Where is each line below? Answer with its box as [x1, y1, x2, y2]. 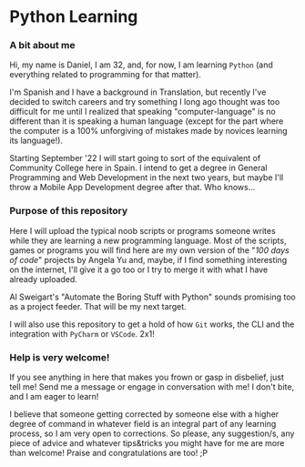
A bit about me [9, 39, 76, 52]
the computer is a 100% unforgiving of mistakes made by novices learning [9, 126, 289, 137]
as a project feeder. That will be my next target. [9, 300, 187, 311]
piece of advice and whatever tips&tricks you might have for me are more [9, 438, 285, 449]
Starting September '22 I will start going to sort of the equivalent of [9, 153, 261, 164]
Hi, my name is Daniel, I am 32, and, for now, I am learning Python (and [9, 59, 273, 70]
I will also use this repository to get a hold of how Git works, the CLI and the [9, 319, 295, 330]
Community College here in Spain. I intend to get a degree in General [9, 162, 268, 174]
